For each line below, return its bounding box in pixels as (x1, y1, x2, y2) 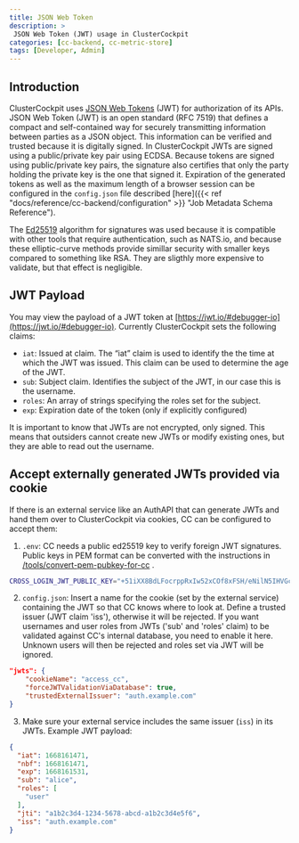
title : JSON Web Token (9, 12, 93, 22)
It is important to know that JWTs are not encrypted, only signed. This (9, 421, 265, 432)
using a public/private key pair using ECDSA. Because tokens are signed (9, 150, 275, 160)
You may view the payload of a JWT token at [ (9, 311, 179, 322)
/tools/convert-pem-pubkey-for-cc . (21, 559, 155, 570)
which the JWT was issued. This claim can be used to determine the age (21, 357, 289, 368)
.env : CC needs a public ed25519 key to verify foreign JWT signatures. (21, 540, 282, 551)
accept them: (9, 523, 58, 534)
